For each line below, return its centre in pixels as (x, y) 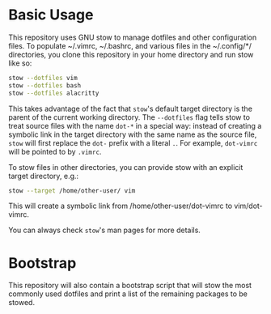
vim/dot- (248, 206)
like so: (20, 63)
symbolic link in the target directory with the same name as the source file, (133, 134)
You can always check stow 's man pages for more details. (104, 230)
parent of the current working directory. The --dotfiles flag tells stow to (129, 117)
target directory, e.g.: (44, 176)
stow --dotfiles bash (45, 85)
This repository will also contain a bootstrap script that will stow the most (130, 286)
